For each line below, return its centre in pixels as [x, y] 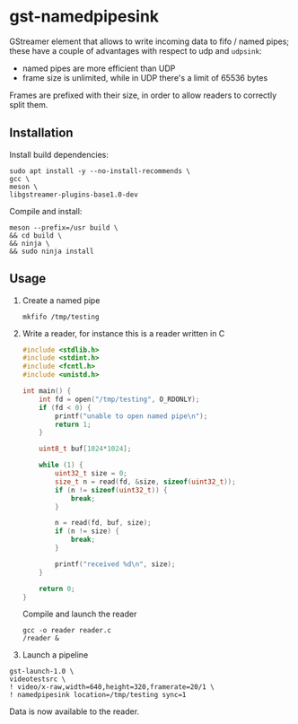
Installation [41, 133]
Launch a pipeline [55, 655]
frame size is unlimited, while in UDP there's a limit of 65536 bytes [145, 77]
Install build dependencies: [59, 154]
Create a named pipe [61, 300]
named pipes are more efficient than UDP [99, 68]
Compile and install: [46, 211]
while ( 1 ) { [61, 465]
